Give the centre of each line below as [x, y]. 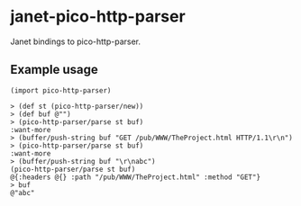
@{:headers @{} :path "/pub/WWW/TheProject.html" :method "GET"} [135, 177]
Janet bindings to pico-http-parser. [76, 41]
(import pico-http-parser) [61, 90]
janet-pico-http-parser [98, 17]
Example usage [54, 70]
